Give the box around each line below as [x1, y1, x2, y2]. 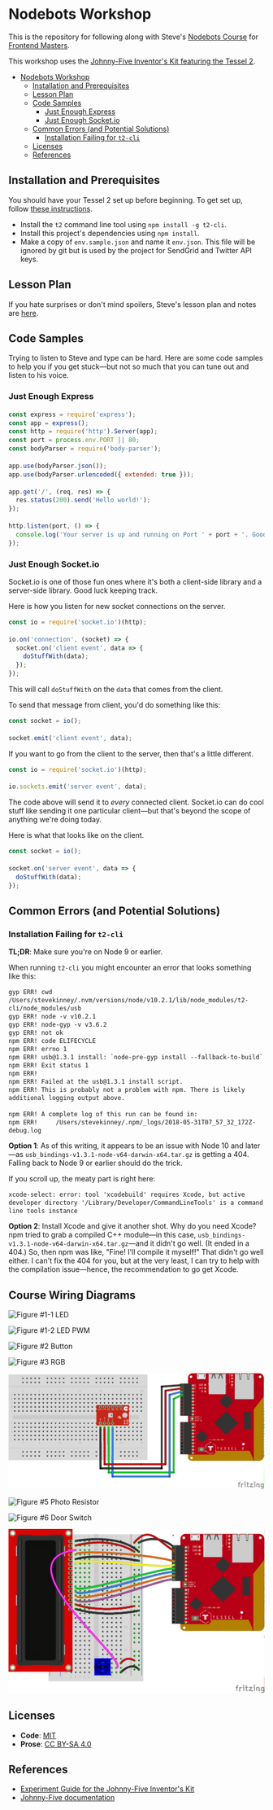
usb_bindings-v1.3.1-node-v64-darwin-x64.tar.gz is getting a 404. [25, 1150, 249, 1159]
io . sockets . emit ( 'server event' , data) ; [8, 782, 148, 791]
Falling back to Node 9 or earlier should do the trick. [8, 1158, 183, 1168]
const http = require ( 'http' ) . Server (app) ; [8, 427, 158, 436]
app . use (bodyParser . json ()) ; [8, 462, 107, 470]
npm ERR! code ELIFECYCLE [8, 1037, 96, 1045]
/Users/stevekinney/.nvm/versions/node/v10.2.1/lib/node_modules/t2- [8, 997, 249, 1005]
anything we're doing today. [8, 815, 102, 825]
